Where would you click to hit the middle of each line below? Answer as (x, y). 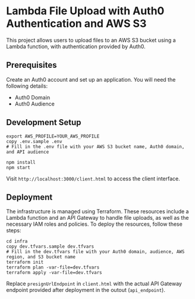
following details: (27, 86)
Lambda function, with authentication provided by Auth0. (76, 46)
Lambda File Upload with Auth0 (85, 11)
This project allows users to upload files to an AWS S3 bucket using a (91, 40)
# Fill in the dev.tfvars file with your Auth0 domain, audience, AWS (95, 252)
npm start (18, 167)
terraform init (25, 262)
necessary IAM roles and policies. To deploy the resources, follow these (94, 224)
